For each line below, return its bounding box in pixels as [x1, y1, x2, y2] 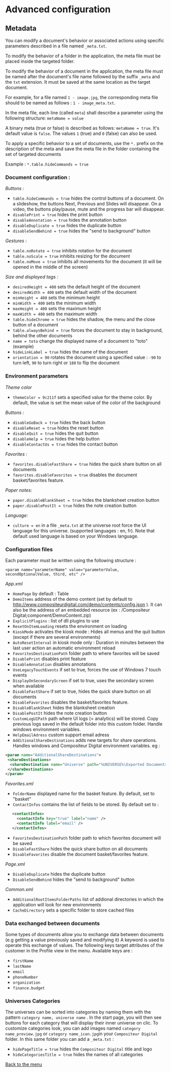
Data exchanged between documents [5, 920, 100, 927]
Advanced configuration [5, 4, 111, 15]
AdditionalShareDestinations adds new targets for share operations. [12, 737, 157, 743]
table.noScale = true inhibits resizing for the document [12, 253, 130, 259]
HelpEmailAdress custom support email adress [12, 732, 109, 738]
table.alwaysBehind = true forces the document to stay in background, [12, 327, 163, 333]
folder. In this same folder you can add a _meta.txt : [5, 1036, 114, 1042]
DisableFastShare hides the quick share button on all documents [12, 846, 148, 852]
